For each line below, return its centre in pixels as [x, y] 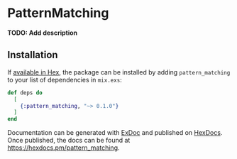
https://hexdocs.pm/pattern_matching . [64, 148]
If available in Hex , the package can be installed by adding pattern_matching [119, 72]
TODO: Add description [43, 33]
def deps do [25, 93]
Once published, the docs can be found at [69, 141]
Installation [33, 55]
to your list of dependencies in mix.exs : [65, 79]
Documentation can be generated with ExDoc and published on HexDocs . [115, 133]
